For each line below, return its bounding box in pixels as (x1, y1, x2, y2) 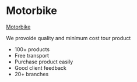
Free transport (14, 52, 50, 59)
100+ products (14, 45, 50, 53)
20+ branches (14, 70, 49, 77)
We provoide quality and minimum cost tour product (6, 34, 131, 41)
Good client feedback (14, 64, 67, 71)
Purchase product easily (14, 58, 73, 65)
